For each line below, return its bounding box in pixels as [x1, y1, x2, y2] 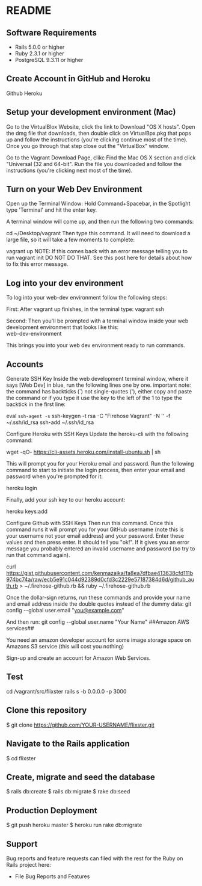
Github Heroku [6, 90, 43, 97]
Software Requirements [6, 28, 97, 38]
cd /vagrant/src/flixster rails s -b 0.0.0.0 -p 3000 [6, 688, 127, 695]
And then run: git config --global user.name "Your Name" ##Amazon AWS [6, 618, 189, 626]
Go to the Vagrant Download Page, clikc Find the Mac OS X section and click [6, 154, 196, 161]
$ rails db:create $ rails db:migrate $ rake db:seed [6, 788, 130, 795]
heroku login [6, 485, 37, 492]
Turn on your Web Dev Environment [6, 184, 142, 194]
